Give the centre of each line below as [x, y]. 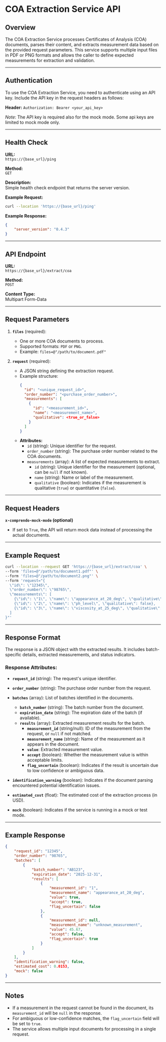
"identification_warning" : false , [49, 962]
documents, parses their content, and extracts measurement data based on [82, 45]
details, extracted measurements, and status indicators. [79, 655]
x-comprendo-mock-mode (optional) [39, 520]
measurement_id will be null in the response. [57, 1013]
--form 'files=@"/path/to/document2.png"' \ [52, 576]
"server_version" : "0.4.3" [42, 230]
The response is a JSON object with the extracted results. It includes [75, 649]
